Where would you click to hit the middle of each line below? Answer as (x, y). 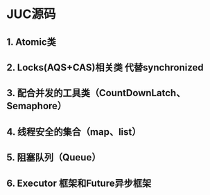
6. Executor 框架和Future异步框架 (79, 183)
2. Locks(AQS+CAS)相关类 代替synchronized (105, 67)
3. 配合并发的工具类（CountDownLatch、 (96, 93)
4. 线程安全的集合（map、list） (74, 132)
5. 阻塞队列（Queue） (54, 157)
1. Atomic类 (32, 42)
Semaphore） (37, 106)
